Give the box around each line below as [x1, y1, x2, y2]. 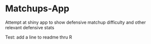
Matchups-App [5, 3, 70, 14]
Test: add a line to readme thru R [5, 34, 72, 40]
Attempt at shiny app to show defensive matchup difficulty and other [5, 19, 146, 25]
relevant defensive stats [5, 24, 55, 30]
